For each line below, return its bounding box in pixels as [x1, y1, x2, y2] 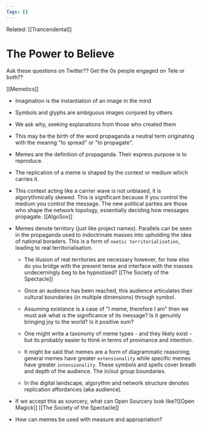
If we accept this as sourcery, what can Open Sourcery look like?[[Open [15, 397, 195, 405]
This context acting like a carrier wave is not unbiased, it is [15, 187, 161, 194]
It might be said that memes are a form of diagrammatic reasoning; [24, 348, 191, 355]
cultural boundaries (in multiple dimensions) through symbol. [24, 293, 176, 301]
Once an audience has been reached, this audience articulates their [24, 287, 193, 294]
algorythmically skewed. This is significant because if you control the [15, 193, 187, 201]
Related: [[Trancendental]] [6, 26, 72, 33]
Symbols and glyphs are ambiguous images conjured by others [15, 109, 173, 116]
